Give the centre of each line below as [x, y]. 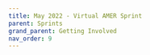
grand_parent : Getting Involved [62, 31]
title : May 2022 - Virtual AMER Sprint [75, 16]
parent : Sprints [35, 23]
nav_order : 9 [30, 38]
